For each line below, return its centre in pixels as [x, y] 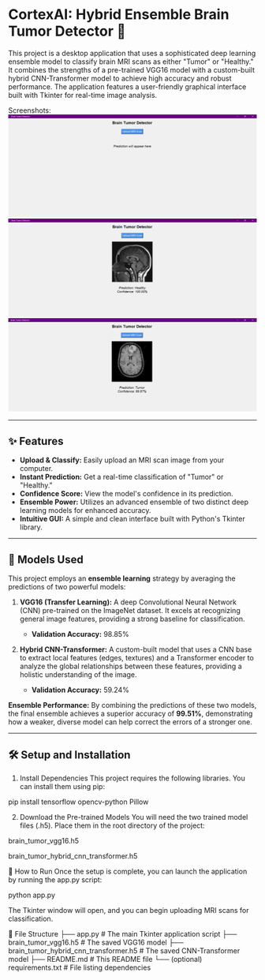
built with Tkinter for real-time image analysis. [83, 95]
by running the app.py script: [55, 879]
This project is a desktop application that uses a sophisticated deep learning [132, 53]
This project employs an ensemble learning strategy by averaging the [122, 578]
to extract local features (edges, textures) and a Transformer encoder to [136, 658]
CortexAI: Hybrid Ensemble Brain [119, 15]
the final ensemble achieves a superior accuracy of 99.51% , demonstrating [131, 714]
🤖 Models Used [46, 559]
